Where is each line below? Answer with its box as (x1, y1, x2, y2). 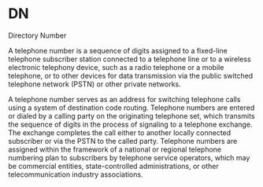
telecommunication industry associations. (8, 170, 143, 179)
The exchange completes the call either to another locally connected (8, 127, 232, 137)
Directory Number (8, 31, 67, 40)
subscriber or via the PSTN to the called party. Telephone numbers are (8, 136, 238, 145)
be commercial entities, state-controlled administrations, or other (8, 161, 219, 170)
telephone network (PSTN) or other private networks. (8, 79, 181, 89)
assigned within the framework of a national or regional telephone (8, 145, 222, 154)
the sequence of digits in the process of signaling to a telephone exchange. (8, 119, 253, 129)
